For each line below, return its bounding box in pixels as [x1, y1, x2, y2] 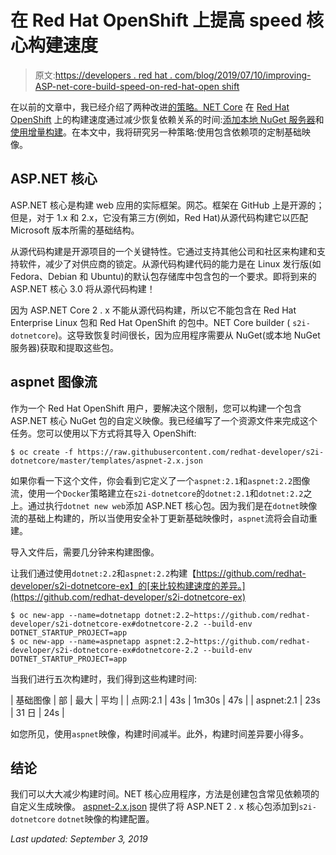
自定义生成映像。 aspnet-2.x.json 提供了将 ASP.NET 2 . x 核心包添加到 [10, 801, 300, 813]
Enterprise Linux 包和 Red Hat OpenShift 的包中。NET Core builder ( [10, 316, 291, 328]
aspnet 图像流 [10, 374, 98, 391]
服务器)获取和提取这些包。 [10, 341, 120, 353]
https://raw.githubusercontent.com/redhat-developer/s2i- [77, 447, 325, 457]
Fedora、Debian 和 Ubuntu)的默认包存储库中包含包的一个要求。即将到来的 [10, 270, 317, 282]
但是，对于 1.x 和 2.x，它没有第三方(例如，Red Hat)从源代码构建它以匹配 [10, 211, 308, 223]
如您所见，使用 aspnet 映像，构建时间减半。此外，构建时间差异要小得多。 [10, 727, 309, 740]
